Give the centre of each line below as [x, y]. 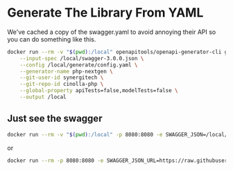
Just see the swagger [55, 119]
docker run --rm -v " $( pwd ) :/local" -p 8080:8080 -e [85, 134]
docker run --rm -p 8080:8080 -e [55, 161]
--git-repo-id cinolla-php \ [62, 84]
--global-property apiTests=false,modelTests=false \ [99, 91]
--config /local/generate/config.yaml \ [79, 65]
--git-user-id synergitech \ [62, 78]
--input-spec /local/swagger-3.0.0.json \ [82, 58]
